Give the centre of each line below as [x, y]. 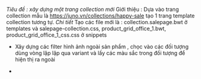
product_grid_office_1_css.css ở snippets [57, 35]
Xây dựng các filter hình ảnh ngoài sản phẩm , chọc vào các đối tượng [102, 46]
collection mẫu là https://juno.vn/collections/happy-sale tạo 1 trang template [100, 16]
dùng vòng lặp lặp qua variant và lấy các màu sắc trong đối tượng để [100, 53]
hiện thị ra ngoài [35, 59]
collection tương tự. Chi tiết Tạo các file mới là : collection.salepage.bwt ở [97, 22]
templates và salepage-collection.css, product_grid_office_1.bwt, [86, 28]
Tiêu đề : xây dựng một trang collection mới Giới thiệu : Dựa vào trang [93, 9]
